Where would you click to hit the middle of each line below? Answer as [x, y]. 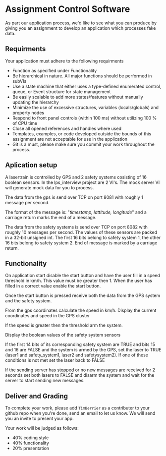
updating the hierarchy [35, 102]
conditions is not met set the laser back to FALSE [55, 360]
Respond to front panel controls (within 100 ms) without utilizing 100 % [84, 118]
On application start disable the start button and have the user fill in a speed [83, 276]
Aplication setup [31, 165]
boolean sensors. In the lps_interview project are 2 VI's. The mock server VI [83, 182]
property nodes [28, 113]
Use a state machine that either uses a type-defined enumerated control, [87, 86]
